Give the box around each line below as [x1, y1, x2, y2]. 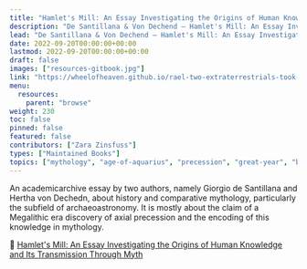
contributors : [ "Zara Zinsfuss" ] [9, 140, 137, 150]
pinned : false [9, 124, 64, 133]
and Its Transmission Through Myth [9, 248, 143, 260]
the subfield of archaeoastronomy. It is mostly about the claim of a [9, 202, 259, 212]
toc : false [9, 115, 51, 124]
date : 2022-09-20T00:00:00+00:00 [9, 38, 137, 48]
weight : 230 [9, 107, 55, 116]
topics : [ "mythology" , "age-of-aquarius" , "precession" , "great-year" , [9, 157, 288, 167]
